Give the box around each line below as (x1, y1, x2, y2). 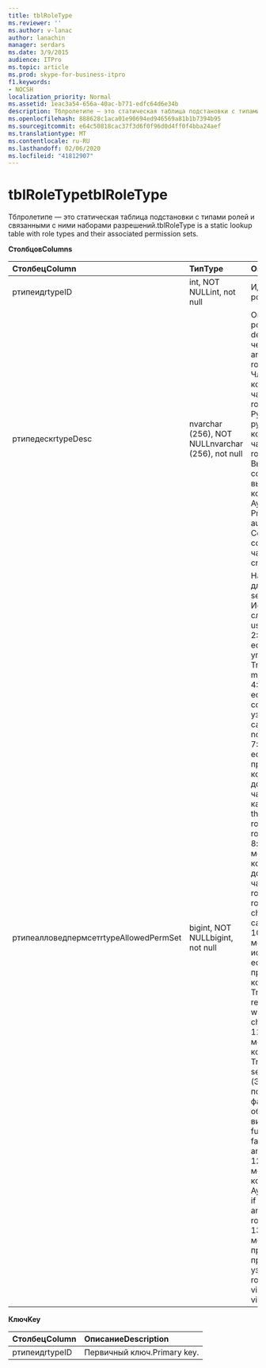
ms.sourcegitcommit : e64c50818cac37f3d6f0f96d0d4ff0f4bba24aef (8, 122, 222, 130)
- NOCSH (8, 85, 34, 94)
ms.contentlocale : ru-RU (8, 136, 90, 145)
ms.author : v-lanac (8, 26, 73, 34)
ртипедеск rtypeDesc (12, 433, 93, 444)
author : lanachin (8, 33, 66, 42)
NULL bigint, (188, 932, 234, 943)
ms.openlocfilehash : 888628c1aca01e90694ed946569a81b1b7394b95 (8, 115, 222, 123)
